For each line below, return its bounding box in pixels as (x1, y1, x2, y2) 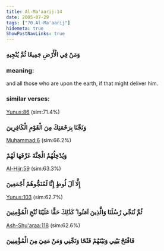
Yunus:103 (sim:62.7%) (6, 193, 64, 200)
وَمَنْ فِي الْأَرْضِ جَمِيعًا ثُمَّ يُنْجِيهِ (6, 51, 80, 59)
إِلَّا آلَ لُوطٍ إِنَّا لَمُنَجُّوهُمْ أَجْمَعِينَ (6, 180, 81, 188)
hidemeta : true (6, 25, 44, 32)
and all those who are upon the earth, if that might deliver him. (6, 80, 159, 87)
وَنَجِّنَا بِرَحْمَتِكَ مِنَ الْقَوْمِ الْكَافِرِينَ (6, 123, 87, 131)
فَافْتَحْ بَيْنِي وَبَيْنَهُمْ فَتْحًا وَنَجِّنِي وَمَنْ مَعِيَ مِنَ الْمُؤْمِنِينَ (6, 236, 135, 244)
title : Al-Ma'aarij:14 (6, 8, 62, 15)
